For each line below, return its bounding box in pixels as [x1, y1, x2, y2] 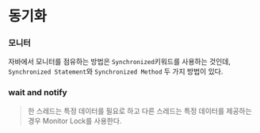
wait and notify [8, 87, 67, 98]
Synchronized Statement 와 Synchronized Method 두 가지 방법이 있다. [8, 66, 224, 76]
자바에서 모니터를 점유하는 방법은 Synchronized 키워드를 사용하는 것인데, [8, 57, 231, 66]
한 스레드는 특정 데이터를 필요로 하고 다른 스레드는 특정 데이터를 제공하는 [27, 106, 252, 116]
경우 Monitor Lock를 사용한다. [27, 116, 122, 125]
